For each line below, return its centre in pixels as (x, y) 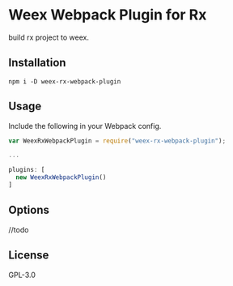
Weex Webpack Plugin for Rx (108, 15)
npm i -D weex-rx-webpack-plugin (65, 81)
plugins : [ (27, 170)
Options (29, 210)
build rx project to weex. (49, 37)
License (29, 256)
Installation (37, 63)
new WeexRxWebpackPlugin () (61, 177)
